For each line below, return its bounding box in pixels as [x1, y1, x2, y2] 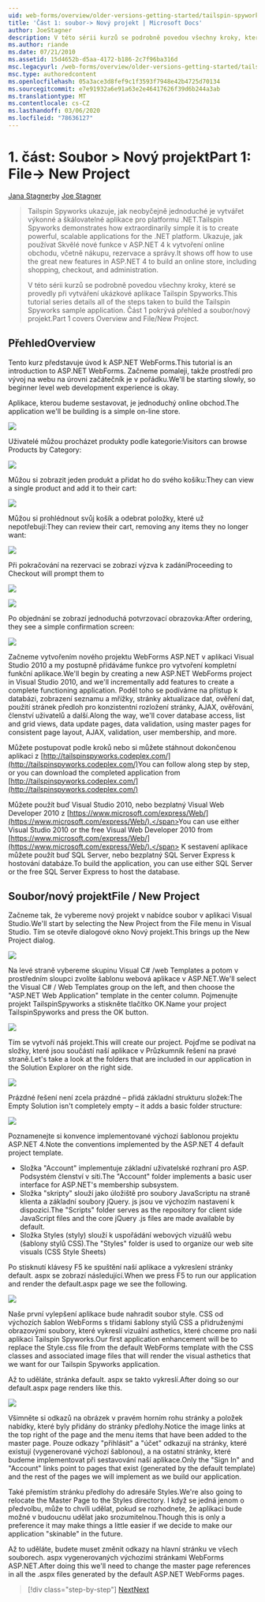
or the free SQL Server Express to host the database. [8, 867, 181, 876]
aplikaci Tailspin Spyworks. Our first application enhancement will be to [8, 1335, 238, 1344]
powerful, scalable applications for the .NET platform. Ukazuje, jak [27, 231, 243, 241]
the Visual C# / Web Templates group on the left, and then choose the [8, 983, 235, 992]
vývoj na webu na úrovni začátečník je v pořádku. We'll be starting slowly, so [8, 374, 256, 383]
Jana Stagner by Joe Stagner [8, 191, 102, 200]
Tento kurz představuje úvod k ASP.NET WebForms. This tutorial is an [8, 357, 233, 367]
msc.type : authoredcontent [8, 70, 97, 78]
